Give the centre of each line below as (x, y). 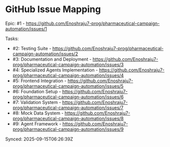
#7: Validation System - (37, 102)
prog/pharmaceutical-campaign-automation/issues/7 (68, 107)
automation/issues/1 (26, 28)
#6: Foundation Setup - (37, 91)
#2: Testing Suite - (32, 48)
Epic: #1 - (15, 23)
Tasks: (12, 39)
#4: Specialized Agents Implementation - (55, 70)
